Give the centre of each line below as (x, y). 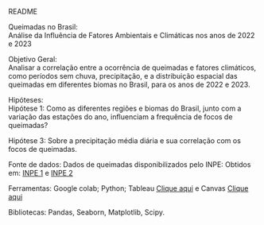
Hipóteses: (26, 100)
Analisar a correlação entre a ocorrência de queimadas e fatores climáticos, (132, 68)
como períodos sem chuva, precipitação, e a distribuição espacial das (123, 76)
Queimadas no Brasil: (43, 27)
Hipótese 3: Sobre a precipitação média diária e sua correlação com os (124, 141)
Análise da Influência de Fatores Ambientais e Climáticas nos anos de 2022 (132, 35)
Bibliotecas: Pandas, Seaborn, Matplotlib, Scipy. (87, 212)
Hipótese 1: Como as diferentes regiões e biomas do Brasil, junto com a (125, 108)
